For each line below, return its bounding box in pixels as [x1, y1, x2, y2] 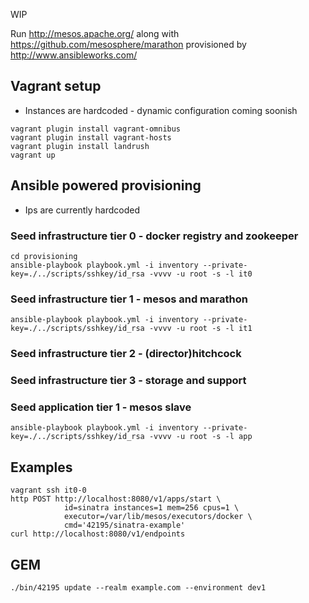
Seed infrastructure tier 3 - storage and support [10, 374, 247, 388]
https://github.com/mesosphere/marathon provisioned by [10, 39, 247, 50]
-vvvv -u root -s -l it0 [148, 269, 253, 279]
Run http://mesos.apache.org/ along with [10, 28, 180, 39]
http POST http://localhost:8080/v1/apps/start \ [10, 494, 222, 504]
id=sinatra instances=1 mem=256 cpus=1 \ [63, 503, 240, 513]
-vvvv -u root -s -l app [148, 432, 253, 442]
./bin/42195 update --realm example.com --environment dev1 [10, 582, 267, 593]
